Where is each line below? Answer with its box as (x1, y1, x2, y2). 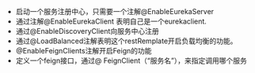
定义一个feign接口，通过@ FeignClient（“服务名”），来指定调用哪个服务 (15, 56, 247, 65)
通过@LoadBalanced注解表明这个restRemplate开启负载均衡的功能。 (15, 36, 238, 46)
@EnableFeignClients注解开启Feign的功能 (15, 46, 152, 55)
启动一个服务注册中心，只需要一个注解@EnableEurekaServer (15, 7, 215, 16)
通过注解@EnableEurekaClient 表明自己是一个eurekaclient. (15, 16, 207, 26)
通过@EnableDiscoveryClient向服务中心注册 (15, 27, 160, 35)
